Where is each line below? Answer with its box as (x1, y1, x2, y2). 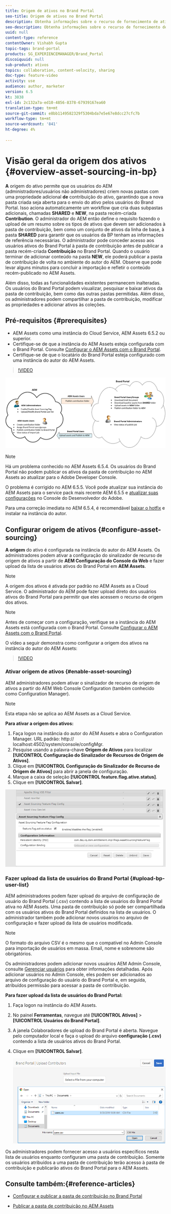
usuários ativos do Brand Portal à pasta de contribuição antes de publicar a (5, 242, 163, 249)
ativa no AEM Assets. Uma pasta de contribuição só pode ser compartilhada (5, 903, 165, 910)
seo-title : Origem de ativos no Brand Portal (5, 13, 103, 19)
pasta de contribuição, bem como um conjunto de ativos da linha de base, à (5, 226, 164, 232)
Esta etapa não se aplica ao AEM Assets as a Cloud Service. (5, 710, 131, 716)
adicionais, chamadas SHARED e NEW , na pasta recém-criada (5, 210, 136, 216)
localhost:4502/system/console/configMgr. (12, 741, 104, 747)
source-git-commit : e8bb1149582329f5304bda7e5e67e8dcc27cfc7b (5, 111, 140, 116)
